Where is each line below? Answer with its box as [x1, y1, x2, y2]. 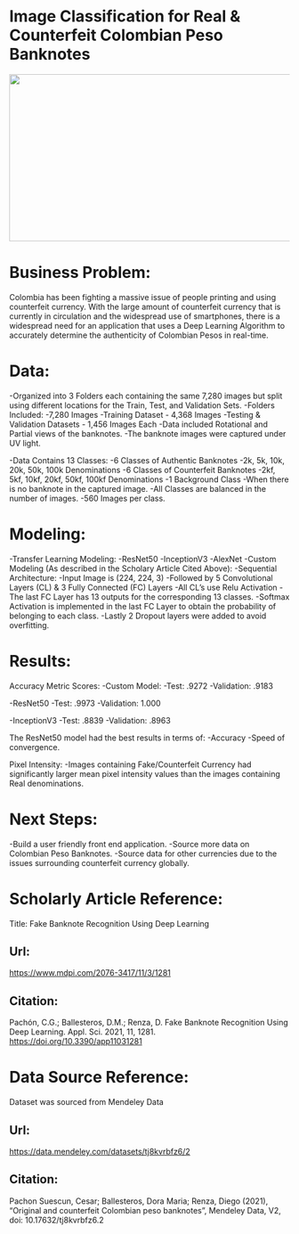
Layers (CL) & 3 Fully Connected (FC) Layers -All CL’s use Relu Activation [9, 582, 278, 592]
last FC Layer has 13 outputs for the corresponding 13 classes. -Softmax [25, 591, 290, 602]
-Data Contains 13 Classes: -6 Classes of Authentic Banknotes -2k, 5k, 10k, [9, 454, 285, 465]
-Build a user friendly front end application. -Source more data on [9, 838, 250, 849]
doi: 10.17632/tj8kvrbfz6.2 [9, 1214, 104, 1225]
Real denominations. [9, 778, 85, 789]
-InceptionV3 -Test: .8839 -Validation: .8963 [9, 715, 171, 725]
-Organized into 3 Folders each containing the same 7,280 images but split [9, 390, 283, 401]
